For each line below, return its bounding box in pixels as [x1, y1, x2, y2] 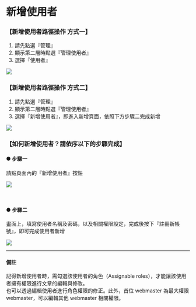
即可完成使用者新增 [18, 227, 65, 234]
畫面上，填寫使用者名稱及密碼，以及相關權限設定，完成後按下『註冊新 [6, 220, 175, 227]
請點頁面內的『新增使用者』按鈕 [6, 169, 83, 176]
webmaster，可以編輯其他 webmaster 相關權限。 [6, 295, 124, 302]
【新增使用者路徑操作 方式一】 [6, 27, 92, 36]
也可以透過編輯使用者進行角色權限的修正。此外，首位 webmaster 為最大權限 [6, 287, 190, 294]
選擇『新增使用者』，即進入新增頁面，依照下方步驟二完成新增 [14, 112, 160, 120]
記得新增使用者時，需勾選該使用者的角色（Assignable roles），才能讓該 [6, 272, 176, 280]
